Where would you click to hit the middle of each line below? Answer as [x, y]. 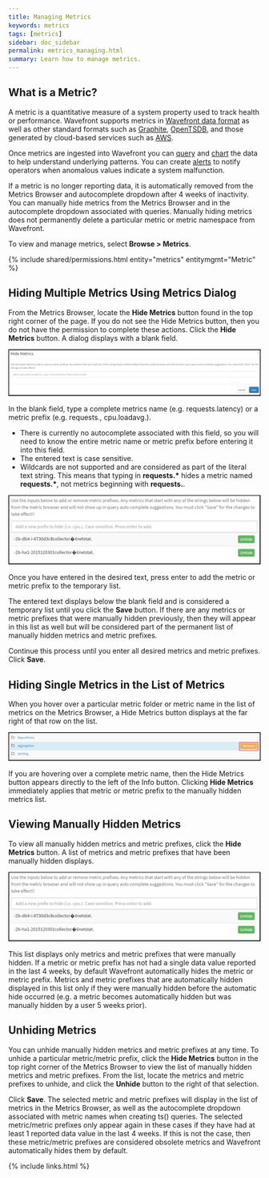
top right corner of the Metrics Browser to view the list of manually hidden [130, 1067]
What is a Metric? [53, 93]
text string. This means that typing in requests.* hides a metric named [136, 476]
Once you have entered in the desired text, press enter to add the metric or [132, 577]
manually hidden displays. [51, 860]
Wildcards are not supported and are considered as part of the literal [133, 467]
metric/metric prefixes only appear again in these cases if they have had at [132, 1125]
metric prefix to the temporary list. [65, 586]
